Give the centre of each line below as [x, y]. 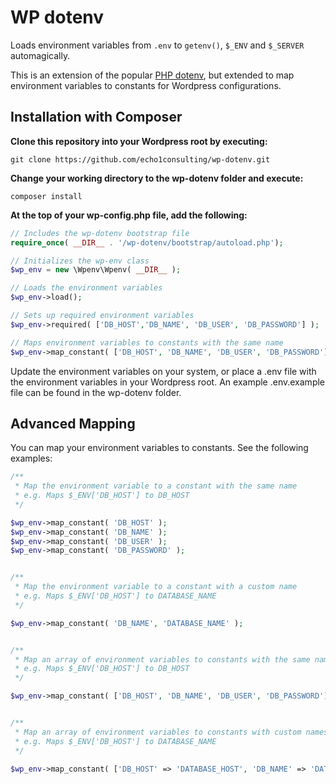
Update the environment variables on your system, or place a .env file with [163, 371]
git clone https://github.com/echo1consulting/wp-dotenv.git [140, 159]
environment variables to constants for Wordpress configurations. [146, 85]
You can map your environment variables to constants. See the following [159, 448]
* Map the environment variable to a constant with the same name [156, 486]
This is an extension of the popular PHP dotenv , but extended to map [152, 75]
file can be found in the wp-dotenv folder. [96, 392]
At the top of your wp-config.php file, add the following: [129, 215]
